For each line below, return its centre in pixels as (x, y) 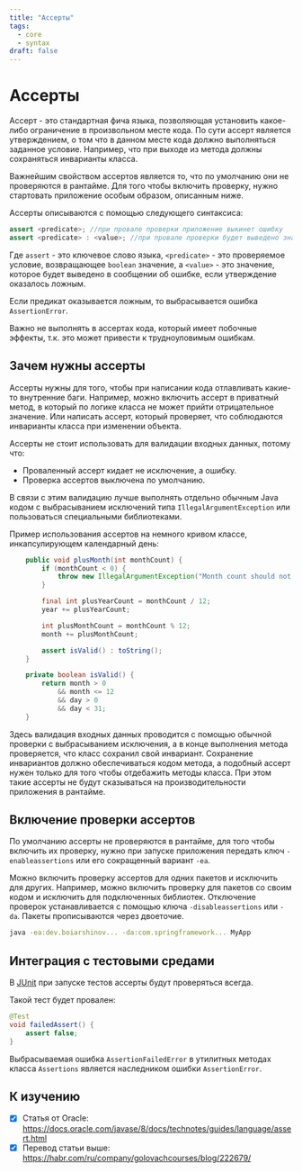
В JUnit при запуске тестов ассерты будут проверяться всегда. (131, 983)
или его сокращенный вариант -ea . (143, 861)
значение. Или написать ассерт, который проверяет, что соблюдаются (146, 416)
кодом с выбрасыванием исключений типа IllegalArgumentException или (150, 507)
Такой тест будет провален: (62, 1000)
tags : (19, 26)
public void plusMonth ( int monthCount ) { (104, 560)
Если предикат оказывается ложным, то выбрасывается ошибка (134, 301)
